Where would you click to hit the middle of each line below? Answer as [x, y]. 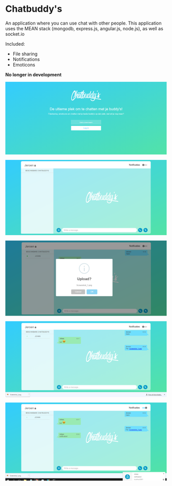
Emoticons [24, 65]
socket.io [15, 34]
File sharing [25, 54]
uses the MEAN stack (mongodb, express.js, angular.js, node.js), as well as [84, 28]
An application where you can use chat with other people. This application [84, 23]
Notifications [26, 59]
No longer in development [34, 74]
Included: [15, 44]
